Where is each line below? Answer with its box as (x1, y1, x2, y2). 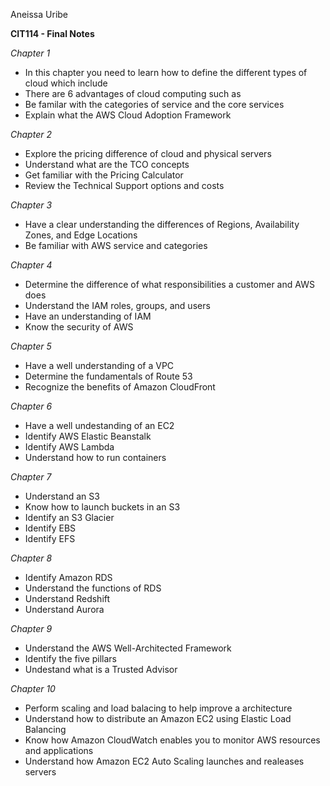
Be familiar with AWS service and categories (24, 240, 208, 251)
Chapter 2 (10, 129, 52, 140)
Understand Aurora (24, 604, 105, 615)
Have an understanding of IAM (24, 310, 152, 322)
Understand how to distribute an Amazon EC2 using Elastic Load (24, 713, 292, 724)
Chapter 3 (10, 199, 53, 211)
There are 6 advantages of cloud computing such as (24, 88, 242, 99)
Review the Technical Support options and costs (24, 180, 225, 191)
